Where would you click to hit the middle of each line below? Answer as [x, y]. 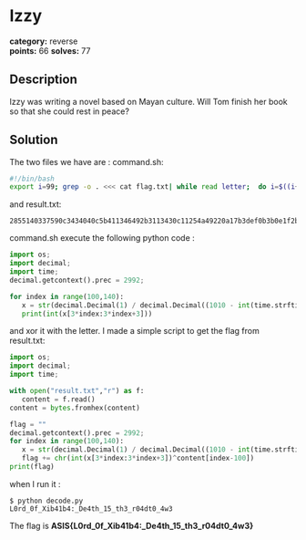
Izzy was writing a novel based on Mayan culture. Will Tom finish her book [149, 101]
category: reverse [44, 41]
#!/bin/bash [32, 179]
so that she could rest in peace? [70, 111]
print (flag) [32, 467]
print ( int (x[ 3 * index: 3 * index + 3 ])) [87, 314]
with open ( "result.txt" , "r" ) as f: [77, 391]
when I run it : [35, 483]
